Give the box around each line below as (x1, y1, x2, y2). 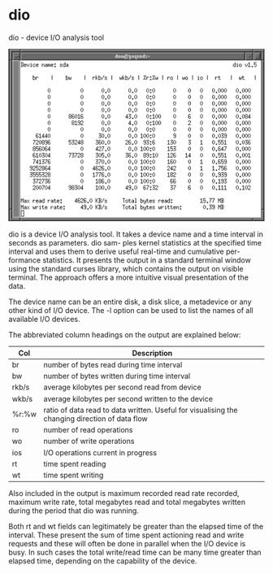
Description (132, 348, 173, 358)
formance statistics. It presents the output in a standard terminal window (8, 255, 252, 265)
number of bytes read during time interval (43, 359, 183, 369)
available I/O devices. (8, 315, 80, 324)
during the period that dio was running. (8, 506, 140, 515)
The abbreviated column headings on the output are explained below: (8, 330, 241, 340)
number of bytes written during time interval (43, 372, 191, 381)
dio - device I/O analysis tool (8, 33, 104, 42)
